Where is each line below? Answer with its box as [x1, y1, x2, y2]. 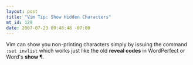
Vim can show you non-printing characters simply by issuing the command [6, 41, 188, 48]
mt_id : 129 [6, 19, 33, 25]
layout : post [6, 8, 38, 15]
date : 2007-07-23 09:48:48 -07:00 [6, 25, 91, 31]
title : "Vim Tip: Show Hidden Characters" [6, 14, 111, 20]
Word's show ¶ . [6, 53, 45, 60]
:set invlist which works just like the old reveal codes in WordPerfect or [6, 47, 185, 54]
